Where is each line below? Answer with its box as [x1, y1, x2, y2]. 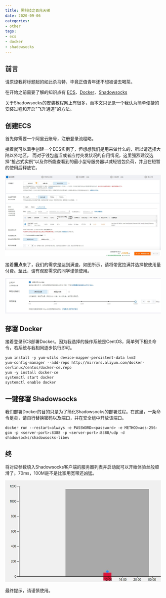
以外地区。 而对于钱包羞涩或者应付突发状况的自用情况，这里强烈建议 [9, 152, 149, 158]
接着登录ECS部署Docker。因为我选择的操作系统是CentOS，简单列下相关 [5, 339, 152, 344]
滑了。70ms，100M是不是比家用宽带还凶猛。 [5, 470, 97, 476]
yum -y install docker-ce [5, 370, 58, 375]
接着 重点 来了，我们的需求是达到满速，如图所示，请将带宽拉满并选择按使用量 [5, 261, 161, 267]
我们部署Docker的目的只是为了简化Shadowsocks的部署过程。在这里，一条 [5, 408, 157, 415]
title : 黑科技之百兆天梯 [5, 8, 50, 13]
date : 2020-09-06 [5, 13, 41, 18]
